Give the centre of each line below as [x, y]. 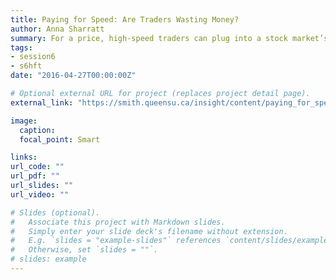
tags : [21, 47]
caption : [37, 130]
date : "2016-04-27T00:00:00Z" [73, 76]
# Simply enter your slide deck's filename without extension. [149, 231]
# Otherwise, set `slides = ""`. [84, 250]
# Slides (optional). [55, 212]
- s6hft [26, 66]
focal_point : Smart [60, 139]
